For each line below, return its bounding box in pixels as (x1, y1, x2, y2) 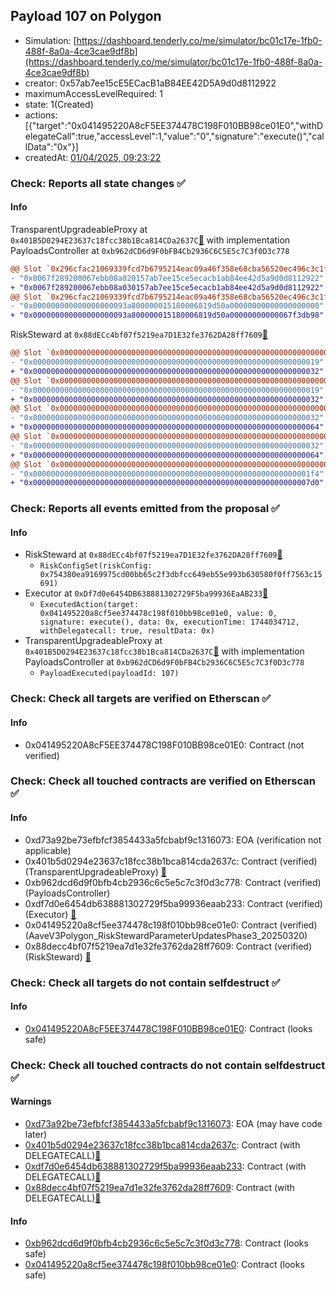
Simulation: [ (24, 34, 77, 46)
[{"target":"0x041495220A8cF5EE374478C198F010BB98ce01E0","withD (24, 119, 324, 131)
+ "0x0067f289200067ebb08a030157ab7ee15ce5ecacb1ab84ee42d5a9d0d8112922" (10, 282, 325, 293)
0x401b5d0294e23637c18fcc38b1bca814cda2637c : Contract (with (24, 1139, 301, 1151)
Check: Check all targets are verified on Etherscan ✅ (10, 692, 272, 706)
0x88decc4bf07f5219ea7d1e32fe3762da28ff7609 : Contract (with (24, 1181, 295, 1193)
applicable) (24, 844, 72, 856)
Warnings (10, 1095, 52, 1108)
